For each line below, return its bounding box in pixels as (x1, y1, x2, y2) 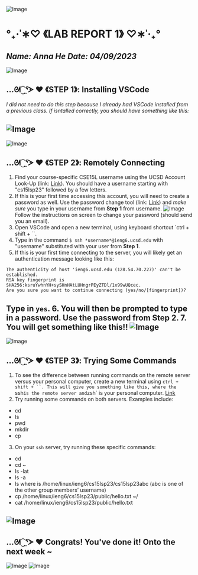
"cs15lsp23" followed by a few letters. (14, 186, 107, 193)
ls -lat (14, 467, 29, 475)
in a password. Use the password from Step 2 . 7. (6, 313, 187, 323)
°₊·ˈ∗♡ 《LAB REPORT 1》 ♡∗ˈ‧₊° (6, 27, 161, 41)
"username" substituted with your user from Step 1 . (14, 243, 140, 250)
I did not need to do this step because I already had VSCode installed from (6, 100, 189, 108)
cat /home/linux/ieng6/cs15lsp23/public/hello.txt (14, 499, 133, 506)
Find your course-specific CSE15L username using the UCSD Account (14, 174, 186, 181)
